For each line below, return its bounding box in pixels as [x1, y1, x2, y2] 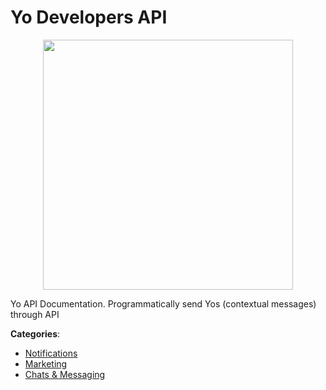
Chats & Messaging [24, 368, 106, 380]
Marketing [24, 357, 68, 370]
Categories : [10, 327, 61, 340]
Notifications [24, 347, 78, 359]
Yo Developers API [10, 6, 168, 29]
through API [10, 308, 60, 320]
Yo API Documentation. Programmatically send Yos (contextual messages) [10, 297, 317, 310]
